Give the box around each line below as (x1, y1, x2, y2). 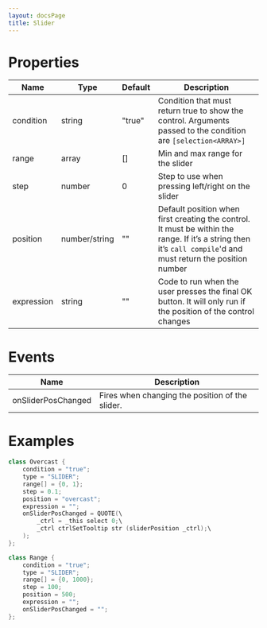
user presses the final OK (157, 286, 253, 297)
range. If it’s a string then (157, 234, 251, 245)
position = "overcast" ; (22, 494, 102, 503)
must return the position (157, 254, 248, 265)
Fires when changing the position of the (99, 390, 248, 401)
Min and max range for (157, 148, 243, 159)
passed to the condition (157, 125, 246, 136)
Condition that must (157, 95, 232, 107)
